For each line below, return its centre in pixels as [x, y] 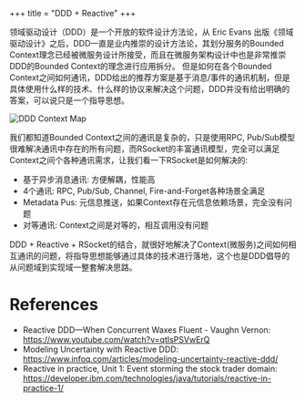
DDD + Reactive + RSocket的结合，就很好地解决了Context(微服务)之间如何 [149, 244]
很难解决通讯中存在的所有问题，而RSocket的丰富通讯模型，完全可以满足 [145, 149]
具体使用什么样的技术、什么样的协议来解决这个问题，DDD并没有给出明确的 [150, 89]
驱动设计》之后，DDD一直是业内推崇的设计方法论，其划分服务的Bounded [147, 43]
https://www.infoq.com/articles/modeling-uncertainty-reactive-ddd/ [150, 358]
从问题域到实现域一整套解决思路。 [73, 267]
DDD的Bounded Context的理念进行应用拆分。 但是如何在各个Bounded [141, 66]
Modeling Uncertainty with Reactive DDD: [101, 349]
